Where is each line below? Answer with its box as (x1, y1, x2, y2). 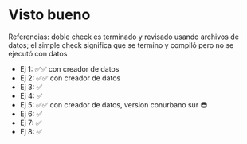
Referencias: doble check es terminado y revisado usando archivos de (8, 32, 239, 41)
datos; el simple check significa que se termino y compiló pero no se (8, 40, 234, 49)
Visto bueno (8, 6, 91, 24)
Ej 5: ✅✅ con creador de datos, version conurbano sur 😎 (19, 99, 209, 109)
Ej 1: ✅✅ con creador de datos (19, 64, 120, 73)
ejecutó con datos (8, 49, 68, 58)
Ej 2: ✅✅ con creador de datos (19, 73, 121, 83)
